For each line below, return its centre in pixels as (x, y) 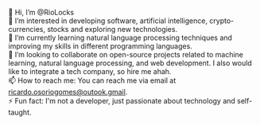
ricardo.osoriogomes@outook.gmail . (68, 92)
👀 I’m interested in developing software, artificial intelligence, (108, 21)
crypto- (222, 21)
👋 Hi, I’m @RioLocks (41, 12)
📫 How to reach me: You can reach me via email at (92, 80)
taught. (20, 112)
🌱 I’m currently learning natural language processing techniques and (120, 37)
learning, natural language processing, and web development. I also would (130, 63)
